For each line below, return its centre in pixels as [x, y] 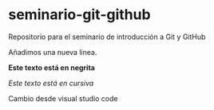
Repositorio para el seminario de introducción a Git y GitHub [107, 37]
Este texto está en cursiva [51, 83]
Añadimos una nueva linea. [53, 52]
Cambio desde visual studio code [63, 98]
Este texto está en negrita [52, 67]
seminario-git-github [79, 15]
